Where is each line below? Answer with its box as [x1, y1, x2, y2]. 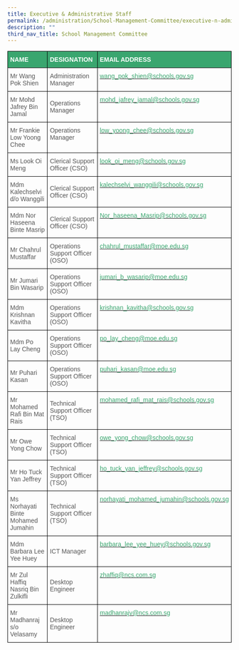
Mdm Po [10, 338, 34, 346]
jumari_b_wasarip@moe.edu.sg [99, 273, 188, 282]
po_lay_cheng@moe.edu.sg [99, 334, 178, 343]
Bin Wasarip [10, 284, 44, 292]
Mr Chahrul [10, 246, 41, 254]
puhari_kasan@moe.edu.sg [99, 365, 176, 373]
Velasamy [10, 630, 38, 639]
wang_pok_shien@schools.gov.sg [99, 72, 194, 81]
